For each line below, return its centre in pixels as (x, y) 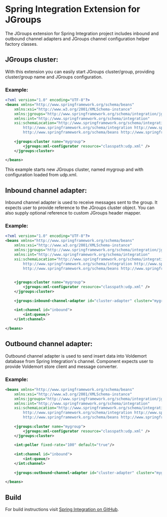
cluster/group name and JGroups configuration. (54, 77)
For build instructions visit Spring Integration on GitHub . (62, 510)
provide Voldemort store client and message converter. (62, 367)
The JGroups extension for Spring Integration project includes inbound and (82, 33)
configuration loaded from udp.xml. (42, 175)
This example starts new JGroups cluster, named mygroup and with (74, 169)
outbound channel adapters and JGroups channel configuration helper (78, 39)
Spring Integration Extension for (73, 9)
